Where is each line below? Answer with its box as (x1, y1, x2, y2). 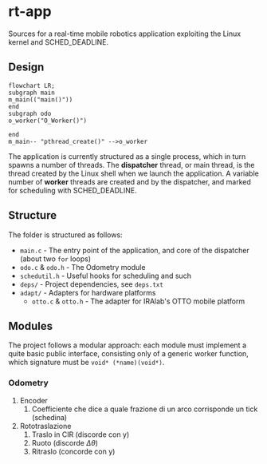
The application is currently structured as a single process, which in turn (8, 151, 246, 161)
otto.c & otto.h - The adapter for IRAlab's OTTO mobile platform (31, 296, 245, 306)
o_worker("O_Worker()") (8, 117, 88, 125)
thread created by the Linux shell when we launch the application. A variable (8, 169, 259, 178)
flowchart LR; (8, 81, 56, 89)
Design (8, 61, 45, 74)
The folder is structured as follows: (8, 230, 123, 240)
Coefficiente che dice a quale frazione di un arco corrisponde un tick (31, 404, 258, 414)
